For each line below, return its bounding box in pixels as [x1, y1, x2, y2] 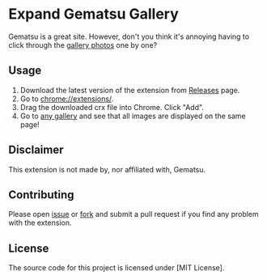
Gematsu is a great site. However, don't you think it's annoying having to [8, 32, 249, 41]
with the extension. [8, 218, 72, 227]
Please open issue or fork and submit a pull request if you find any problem [8, 210, 259, 219]
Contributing [8, 188, 74, 202]
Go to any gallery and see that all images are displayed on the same [19, 111, 246, 121]
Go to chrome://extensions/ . [19, 94, 114, 104]
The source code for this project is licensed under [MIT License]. [8, 263, 225, 273]
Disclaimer [8, 143, 64, 157]
